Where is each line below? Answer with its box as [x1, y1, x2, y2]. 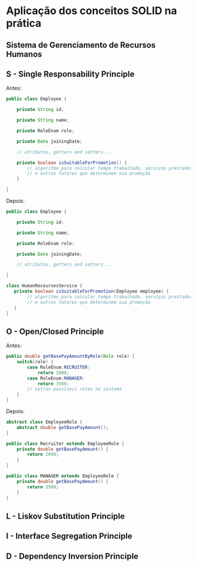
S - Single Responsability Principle [6, 69, 135, 79]
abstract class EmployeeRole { [6, 419, 83, 425]
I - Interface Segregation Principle [6, 531, 133, 541]
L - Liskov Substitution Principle [6, 511, 125, 521]
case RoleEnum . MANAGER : [27, 375, 85, 381]
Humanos [6, 49, 42, 59]
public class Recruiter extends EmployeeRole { [6, 441, 125, 447]
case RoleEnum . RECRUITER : [27, 364, 91, 370]
